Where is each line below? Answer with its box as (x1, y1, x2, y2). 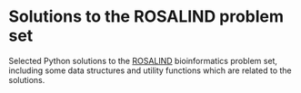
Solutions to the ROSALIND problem (8, 6, 284, 27)
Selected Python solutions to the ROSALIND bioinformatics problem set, (8, 55, 278, 66)
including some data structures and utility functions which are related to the (8, 65, 292, 76)
